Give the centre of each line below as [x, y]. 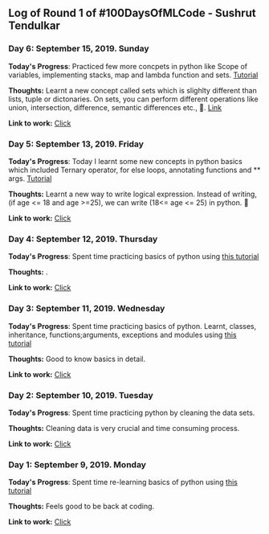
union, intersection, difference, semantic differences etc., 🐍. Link [115, 107]
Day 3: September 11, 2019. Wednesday [87, 309]
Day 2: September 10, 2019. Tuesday [81, 395]
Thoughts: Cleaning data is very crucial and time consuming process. [124, 428]
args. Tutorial [30, 178]
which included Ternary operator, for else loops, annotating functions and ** [134, 170]
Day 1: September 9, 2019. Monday [77, 464]
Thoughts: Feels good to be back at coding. [82, 507]
